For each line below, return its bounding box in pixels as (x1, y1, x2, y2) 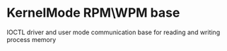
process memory (6, 35, 57, 43)
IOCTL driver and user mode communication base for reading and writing (6, 28, 221, 36)
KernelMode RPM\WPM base (6, 5, 180, 21)
